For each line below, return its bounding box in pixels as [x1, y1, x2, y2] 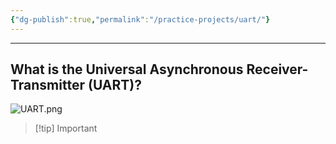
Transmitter [10, 77, 85, 94]
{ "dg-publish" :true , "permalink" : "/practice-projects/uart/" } [10, 14, 271, 25]
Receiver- [246, 61, 309, 78]
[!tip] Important [34, 122, 98, 135]
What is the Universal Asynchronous [10, 61, 244, 78]
